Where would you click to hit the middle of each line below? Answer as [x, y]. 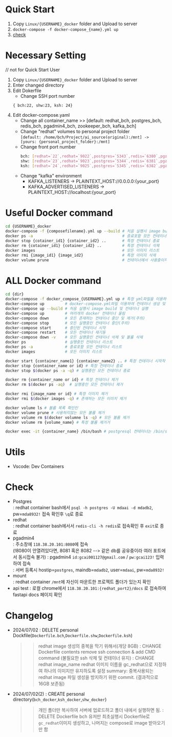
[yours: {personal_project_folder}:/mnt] [65, 142]
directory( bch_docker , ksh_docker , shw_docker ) [60, 699]
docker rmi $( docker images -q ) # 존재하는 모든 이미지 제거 [66, 399]
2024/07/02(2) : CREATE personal [49, 694]
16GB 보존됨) [51, 684]
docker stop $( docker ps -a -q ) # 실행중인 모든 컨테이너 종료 [68, 371]
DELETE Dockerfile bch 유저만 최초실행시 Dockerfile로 [94, 716]
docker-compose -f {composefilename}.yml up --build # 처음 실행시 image [83, 231]
